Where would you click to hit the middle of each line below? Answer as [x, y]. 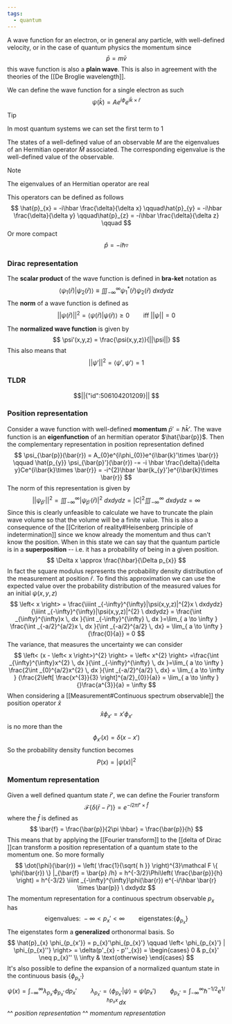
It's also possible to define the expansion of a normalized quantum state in [114, 968]
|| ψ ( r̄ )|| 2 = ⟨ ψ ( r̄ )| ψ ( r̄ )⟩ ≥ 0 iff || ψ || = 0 [116, 315]
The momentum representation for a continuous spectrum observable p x [111, 899]
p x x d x [118, 1001]
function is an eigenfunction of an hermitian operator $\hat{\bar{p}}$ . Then [116, 437]
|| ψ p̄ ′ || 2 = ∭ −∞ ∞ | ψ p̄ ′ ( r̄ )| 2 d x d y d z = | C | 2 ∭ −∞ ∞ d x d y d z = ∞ [116, 500]
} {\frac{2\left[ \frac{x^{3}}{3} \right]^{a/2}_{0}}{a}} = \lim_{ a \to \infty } [116, 677]
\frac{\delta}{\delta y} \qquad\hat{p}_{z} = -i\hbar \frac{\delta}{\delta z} [116, 215]
